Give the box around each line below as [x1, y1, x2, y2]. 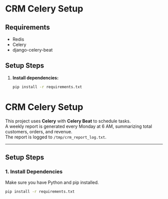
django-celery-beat [12, 47, 53, 53]
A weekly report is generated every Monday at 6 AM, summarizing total [5, 123, 152, 129]
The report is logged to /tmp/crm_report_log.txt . [5, 134, 106, 140]
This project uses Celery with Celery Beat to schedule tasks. [5, 118, 131, 124]
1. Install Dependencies [5, 168, 63, 175]
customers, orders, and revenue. [5, 128, 72, 134]
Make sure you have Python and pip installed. [5, 179, 99, 185]
